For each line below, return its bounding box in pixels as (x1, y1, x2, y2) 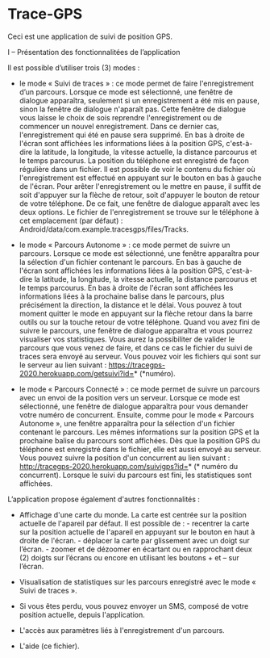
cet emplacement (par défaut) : (19, 216, 123, 225)
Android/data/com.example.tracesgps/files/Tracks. (19, 224, 189, 234)
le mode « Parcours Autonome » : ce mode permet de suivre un (19, 240, 231, 249)
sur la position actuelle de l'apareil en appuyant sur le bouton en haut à (19, 526, 255, 537)
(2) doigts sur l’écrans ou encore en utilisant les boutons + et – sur (19, 552, 239, 562)
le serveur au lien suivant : (19, 360, 107, 370)
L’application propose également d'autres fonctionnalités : (7, 494, 201, 504)
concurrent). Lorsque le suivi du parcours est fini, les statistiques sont (19, 470, 252, 480)
